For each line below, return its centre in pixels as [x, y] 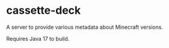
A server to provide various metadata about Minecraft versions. [85, 27]
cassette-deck [44, 10]
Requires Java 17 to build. [38, 38]
